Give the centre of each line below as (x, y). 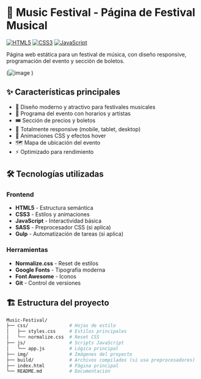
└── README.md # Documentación (59, 371)
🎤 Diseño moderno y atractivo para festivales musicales (85, 107)
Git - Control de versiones (48, 283)
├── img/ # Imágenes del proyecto (69, 354)
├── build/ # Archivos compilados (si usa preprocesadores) (101, 360)
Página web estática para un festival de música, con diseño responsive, (97, 54)
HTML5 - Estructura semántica (54, 208)
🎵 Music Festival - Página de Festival (101, 13)
